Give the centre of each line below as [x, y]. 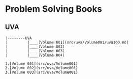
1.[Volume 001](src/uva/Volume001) [42, 64]
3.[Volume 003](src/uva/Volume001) [42, 72]
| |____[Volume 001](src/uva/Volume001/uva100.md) [67, 42]
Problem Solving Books [54, 9]
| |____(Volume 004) [35, 55]
